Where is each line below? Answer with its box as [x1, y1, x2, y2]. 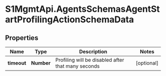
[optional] [135, 60, 159, 66]
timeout [7, 60, 26, 66]
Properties [5, 34, 39, 42]
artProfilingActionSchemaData [5, 14, 134, 25]
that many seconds [55, 63, 100, 70]
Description [79, 48, 108, 55]
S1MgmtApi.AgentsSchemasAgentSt [5, 3, 160, 15]
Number [31, 60, 51, 66]
